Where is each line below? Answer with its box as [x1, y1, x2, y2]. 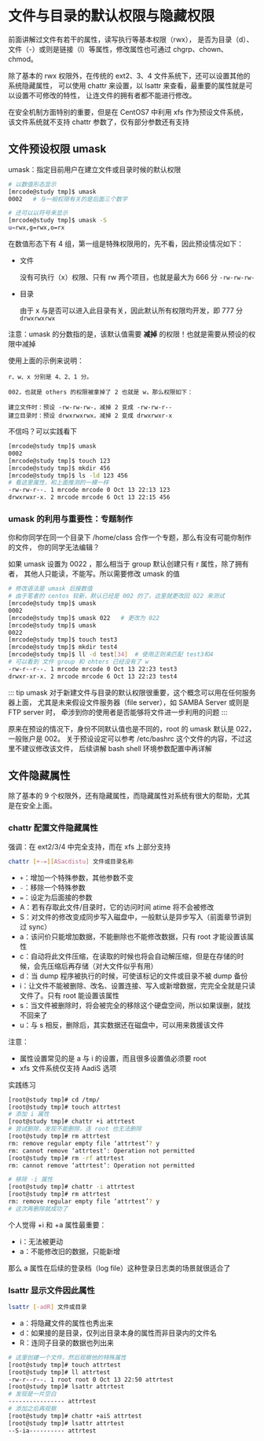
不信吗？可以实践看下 [8, 427, 77, 436]
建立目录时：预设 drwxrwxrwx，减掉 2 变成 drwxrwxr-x [8, 412, 173, 420]
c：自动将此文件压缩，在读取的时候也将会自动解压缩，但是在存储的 [19, 951, 237, 961]
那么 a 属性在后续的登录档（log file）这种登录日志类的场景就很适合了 [8, 1263, 231, 1273]
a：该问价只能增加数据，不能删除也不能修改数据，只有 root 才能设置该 [19, 932, 247, 941]
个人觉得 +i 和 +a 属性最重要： [8, 1219, 107, 1230]
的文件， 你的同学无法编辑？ [8, 543, 100, 552]
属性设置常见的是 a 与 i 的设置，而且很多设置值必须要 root [19, 1054, 207, 1063]
